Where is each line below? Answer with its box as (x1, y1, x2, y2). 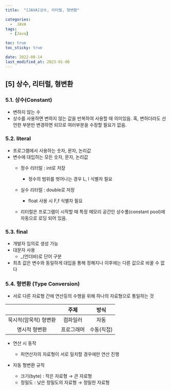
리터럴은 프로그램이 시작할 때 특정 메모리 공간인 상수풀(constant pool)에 (20, 208, 165, 215)
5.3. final (5, 228, 28, 235)
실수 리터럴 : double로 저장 (20, 186, 75, 193)
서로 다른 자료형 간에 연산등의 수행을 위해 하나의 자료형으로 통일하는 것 (12, 293, 154, 299)
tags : (5, 26, 17, 31)
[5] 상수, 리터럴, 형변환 (5, 80, 73, 88)
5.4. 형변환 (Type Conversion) (5, 280, 80, 287)
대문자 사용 (12, 246, 35, 253)
